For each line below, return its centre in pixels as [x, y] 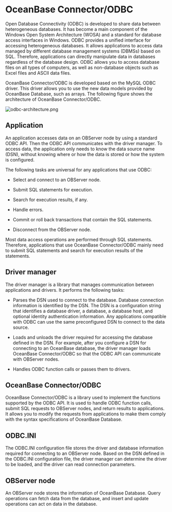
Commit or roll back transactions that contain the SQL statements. [82, 219]
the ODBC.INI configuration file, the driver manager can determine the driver [86, 459]
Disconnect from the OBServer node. [52, 229]
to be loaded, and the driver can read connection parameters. [71, 465]
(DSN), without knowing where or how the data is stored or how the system [85, 154]
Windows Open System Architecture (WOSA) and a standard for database [83, 34]
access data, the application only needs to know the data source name [80, 149]
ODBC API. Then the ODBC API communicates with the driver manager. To [84, 143]
